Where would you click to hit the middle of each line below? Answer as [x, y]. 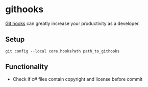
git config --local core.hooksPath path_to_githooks [63, 51]
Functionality [27, 67]
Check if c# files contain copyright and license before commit [78, 79]
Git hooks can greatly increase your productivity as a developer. [72, 23]
